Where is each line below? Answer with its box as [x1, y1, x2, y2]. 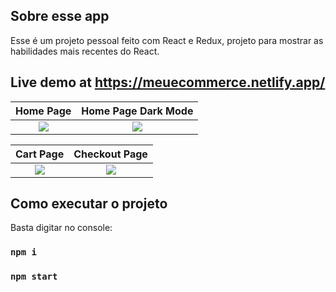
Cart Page [15, 147, 65, 161]
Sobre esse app [10, 8, 110, 25]
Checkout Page [73, 147, 148, 161]
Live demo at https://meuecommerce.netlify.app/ [10, 74, 326, 91]
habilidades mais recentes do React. [10, 45, 160, 57]
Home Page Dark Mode [81, 104, 194, 118]
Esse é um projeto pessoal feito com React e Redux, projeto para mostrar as [10, 34, 324, 46]
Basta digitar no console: [10, 222, 113, 234]
